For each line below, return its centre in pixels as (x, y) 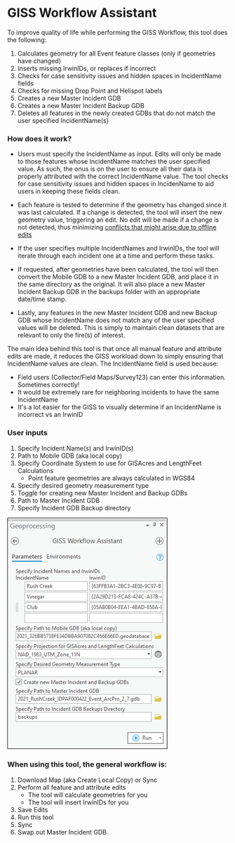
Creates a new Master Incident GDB (69, 98)
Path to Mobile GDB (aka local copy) (70, 456)
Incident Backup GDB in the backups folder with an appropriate (109, 292)
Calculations (35, 470)
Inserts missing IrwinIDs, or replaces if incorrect (87, 68)
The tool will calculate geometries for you (88, 795)
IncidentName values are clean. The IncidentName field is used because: (113, 364)
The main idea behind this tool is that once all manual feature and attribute (115, 349)
